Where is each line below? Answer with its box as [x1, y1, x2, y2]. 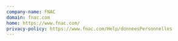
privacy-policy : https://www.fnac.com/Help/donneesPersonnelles [6, 25, 173, 32]
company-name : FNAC [6, 8, 56, 15]
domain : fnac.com [6, 14, 50, 20]
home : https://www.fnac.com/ [6, 20, 80, 26]
